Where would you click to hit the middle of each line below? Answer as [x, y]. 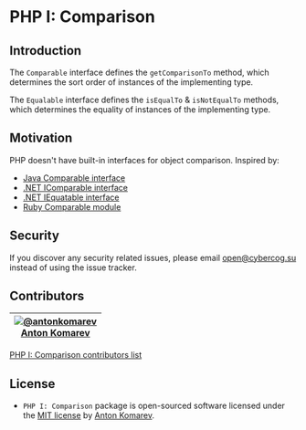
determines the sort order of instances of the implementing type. [132, 82]
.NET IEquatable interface [71, 197]
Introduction [46, 51]
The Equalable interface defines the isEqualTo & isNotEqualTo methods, [144, 100]
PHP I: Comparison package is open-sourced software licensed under [154, 406]
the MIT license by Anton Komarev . [89, 415]
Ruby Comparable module [72, 206]
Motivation [41, 138]
